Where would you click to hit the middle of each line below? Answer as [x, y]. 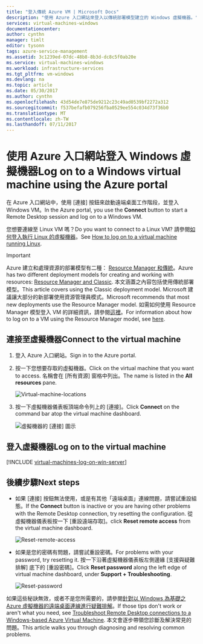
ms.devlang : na [25, 79]
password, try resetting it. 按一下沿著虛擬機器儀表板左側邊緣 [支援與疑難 [105, 559]
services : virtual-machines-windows [52, 23]
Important [18, 256]
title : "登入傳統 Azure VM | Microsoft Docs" [63, 12]
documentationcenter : [34, 29]
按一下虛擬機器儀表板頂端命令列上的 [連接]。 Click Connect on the [97, 407]
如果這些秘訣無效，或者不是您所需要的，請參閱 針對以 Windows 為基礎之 [96, 598]
